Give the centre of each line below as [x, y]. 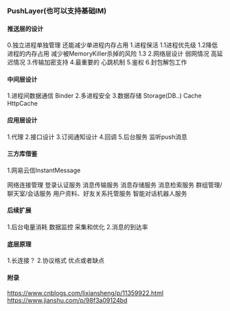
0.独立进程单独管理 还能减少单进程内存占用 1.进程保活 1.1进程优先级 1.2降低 [113, 45]
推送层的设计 [25, 28]
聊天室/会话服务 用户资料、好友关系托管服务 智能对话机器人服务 [97, 193]
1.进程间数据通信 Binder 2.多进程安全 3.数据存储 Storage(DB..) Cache [104, 96]
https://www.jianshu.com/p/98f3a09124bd [67, 301]
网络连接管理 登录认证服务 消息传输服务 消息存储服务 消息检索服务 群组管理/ [115, 185]
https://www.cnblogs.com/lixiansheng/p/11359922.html [85, 293]
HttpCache [22, 104]
